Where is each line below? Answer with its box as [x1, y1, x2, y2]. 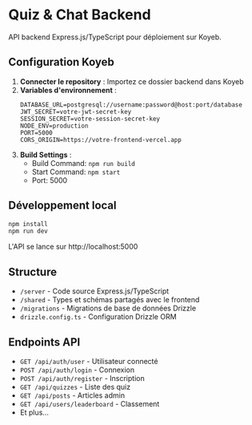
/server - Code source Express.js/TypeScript [19, 286, 170, 296]
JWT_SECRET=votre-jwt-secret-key [19, 107, 132, 115]
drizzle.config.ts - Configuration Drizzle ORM [19, 312, 178, 322]
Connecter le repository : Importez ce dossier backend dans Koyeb [19, 76, 244, 86]
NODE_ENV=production [19, 122, 89, 130]
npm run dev [8, 227, 48, 236]
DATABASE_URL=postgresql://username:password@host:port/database [19, 100, 242, 109]
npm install [8, 220, 48, 228]
